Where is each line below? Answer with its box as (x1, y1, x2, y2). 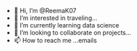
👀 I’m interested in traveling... (13, 14, 97, 22)
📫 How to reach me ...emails (13, 37, 97, 44)
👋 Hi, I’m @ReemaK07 (13, 7, 76, 14)
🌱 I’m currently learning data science (13, 21, 120, 29)
